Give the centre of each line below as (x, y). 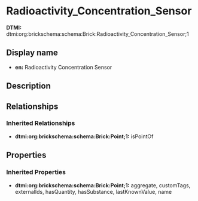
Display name (32, 53)
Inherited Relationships (41, 123)
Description (28, 86)
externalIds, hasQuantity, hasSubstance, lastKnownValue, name (93, 191)
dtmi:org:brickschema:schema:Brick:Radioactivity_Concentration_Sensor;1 (98, 33)
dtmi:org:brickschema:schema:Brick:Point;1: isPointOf (84, 136)
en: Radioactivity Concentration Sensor (63, 67)
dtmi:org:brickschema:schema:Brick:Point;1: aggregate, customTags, (103, 185)
